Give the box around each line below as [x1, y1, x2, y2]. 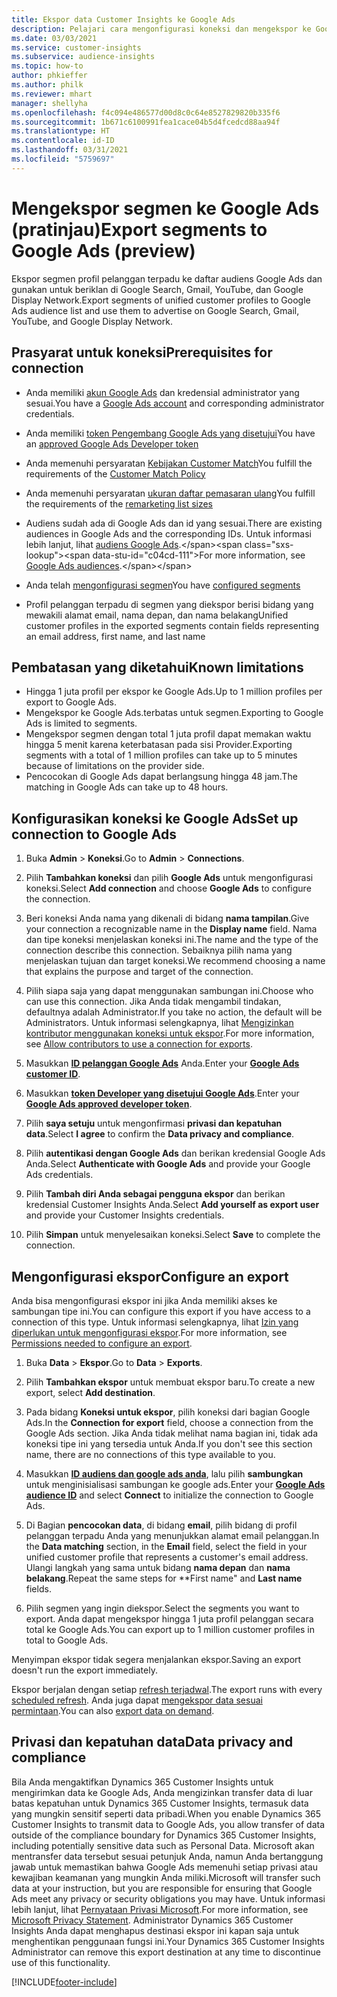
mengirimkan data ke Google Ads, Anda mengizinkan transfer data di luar [11, 1786, 313, 1798]
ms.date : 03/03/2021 [11, 33, 98, 43]
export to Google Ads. [25, 696, 118, 708]
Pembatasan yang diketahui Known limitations [11, 659, 304, 676]
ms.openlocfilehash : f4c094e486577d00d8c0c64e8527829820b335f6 [11, 107, 281, 118]
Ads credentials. [25, 1169, 94, 1181]
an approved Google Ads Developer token [25, 437, 199, 450]
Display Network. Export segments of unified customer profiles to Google [11, 294, 311, 306]
